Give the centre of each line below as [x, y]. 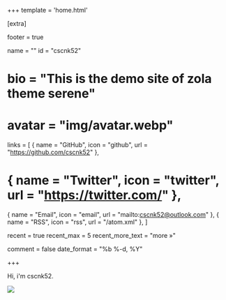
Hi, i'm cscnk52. [30, 276]
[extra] [17, 23]
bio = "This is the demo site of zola [110, 79]
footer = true [25, 37]
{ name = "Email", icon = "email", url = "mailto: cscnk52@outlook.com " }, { [113, 215]
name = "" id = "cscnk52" [44, 51]
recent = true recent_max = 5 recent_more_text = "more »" [92, 236]
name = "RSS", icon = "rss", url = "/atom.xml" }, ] [77, 222]
